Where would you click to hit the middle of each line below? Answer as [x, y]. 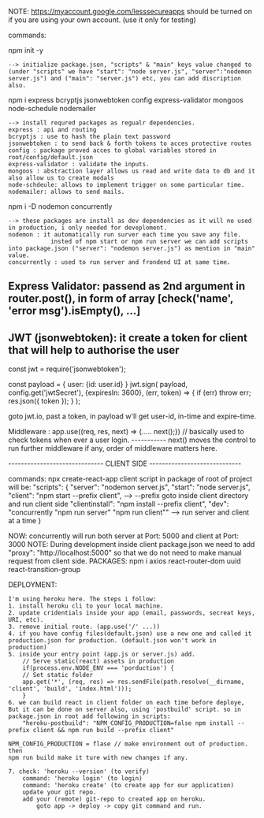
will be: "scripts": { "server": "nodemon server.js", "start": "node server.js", [129, 487]
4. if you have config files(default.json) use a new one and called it [130, 634]
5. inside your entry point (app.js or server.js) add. [102, 654]
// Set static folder [58, 675]
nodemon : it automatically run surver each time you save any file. [125, 235]
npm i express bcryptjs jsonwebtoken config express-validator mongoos [126, 100]
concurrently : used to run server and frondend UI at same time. [119, 262]
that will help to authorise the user [94, 350]
